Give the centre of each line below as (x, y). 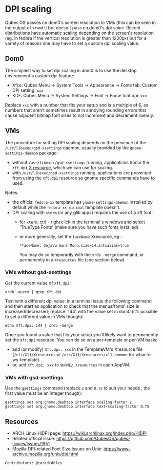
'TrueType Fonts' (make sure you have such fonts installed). (80, 227)
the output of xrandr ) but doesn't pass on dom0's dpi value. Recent (73, 27)
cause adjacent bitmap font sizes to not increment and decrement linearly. (80, 115)
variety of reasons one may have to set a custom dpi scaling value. (72, 43)
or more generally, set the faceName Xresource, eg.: (71, 236)
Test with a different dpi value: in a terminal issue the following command (79, 301)
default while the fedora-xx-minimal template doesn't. (66, 207)
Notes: (12, 192)
